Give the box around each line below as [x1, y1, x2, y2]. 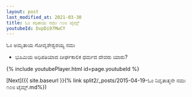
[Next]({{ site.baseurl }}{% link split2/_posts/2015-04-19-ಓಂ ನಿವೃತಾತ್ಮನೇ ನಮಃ [6, 77, 186, 84]
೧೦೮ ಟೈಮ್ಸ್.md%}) [6, 84, 47, 91]
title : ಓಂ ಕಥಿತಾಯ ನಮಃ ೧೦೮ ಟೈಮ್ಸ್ [6, 20, 80, 26]
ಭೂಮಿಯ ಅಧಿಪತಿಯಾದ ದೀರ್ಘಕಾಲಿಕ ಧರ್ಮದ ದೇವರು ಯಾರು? [14, 54, 128, 61]
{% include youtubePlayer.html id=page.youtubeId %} [6, 65, 140, 73]
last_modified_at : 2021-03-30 [6, 14, 82, 20]
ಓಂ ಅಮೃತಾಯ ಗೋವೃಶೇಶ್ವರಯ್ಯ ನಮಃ [6, 42, 76, 49]
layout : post [6, 8, 39, 15]
